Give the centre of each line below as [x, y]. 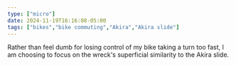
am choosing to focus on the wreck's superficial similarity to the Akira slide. [118, 55]
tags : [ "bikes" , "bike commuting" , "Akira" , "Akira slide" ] [93, 27]
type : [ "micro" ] [31, 14]
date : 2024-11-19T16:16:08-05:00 [57, 21]
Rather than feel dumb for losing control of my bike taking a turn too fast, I [116, 48]
